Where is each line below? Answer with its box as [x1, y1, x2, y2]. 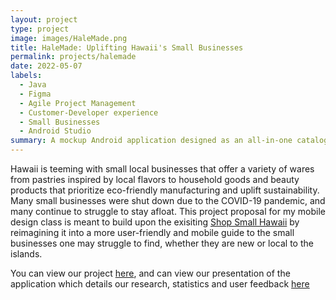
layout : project [10, 14, 78, 25]
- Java [19, 80, 47, 90]
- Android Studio [19, 126, 92, 136]
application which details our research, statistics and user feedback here [10, 278, 310, 290]
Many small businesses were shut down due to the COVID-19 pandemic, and [10, 195, 326, 206]
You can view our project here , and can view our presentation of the [10, 267, 291, 279]
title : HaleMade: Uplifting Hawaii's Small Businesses [10, 42, 244, 53]
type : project [10, 24, 70, 34]
